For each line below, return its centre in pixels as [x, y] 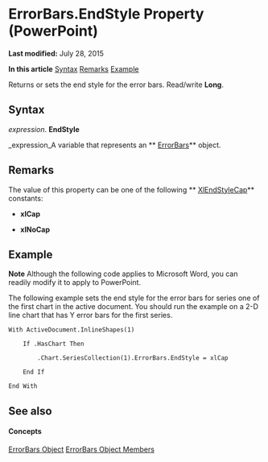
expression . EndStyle [44, 129]
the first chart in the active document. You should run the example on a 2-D [134, 307]
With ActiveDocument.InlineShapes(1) [72, 330]
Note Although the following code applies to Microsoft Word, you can [123, 274]
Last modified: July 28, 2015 [56, 53]
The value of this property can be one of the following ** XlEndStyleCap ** [132, 189]
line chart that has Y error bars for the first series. [91, 316]
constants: [26, 198]
